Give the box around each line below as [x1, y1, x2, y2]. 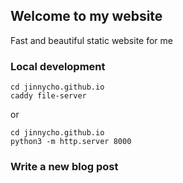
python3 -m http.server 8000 [10, 137, 132, 147]
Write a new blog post [10, 160, 119, 174]
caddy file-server [10, 91, 87, 101]
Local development [10, 59, 106, 73]
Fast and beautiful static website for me [10, 34, 173, 46]
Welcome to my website [10, 8, 163, 25]
